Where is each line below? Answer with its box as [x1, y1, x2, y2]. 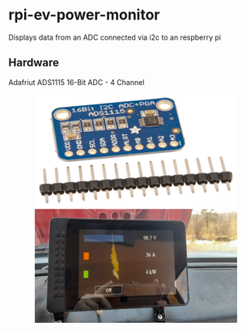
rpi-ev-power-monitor [8, 6, 160, 24]
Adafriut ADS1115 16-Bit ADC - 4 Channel [8, 77, 145, 87]
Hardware [8, 56, 59, 70]
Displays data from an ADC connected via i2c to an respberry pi [8, 32, 222, 42]
